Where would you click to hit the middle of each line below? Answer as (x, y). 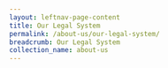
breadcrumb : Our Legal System (65, 42)
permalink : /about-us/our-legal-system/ (85, 34)
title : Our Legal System (55, 26)
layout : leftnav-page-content (65, 17)
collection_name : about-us (59, 50)
